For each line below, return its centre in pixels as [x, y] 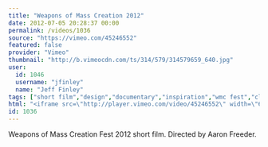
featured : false [35, 45]
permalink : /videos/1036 [49, 30]
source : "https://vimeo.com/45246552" [73, 38]
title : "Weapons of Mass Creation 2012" [77, 15]
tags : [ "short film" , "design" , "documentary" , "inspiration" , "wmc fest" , [130, 97]
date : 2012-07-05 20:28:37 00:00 [64, 23]
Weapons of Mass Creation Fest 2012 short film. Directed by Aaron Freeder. [132, 134]
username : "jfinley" [49, 82]
